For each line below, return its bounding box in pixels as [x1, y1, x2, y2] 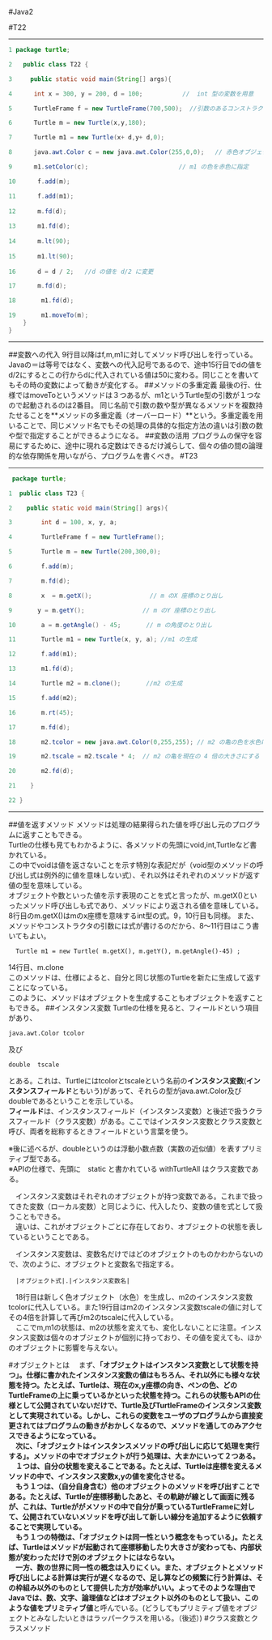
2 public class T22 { [8, 60, 89, 68]
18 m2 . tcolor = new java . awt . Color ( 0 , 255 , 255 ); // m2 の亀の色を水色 [8, 737, 261, 746]
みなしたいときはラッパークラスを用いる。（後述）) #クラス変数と [36, 1612, 252, 1623]
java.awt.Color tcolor [8, 1029, 85, 1037]
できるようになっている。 [15, 1430, 101, 1441]
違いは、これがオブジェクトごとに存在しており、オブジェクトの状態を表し [15, 1221, 263, 1231]
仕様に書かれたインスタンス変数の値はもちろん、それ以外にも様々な [26, 1369, 253, 1380]
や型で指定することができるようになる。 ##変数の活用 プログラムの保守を [8, 430, 255, 440]
